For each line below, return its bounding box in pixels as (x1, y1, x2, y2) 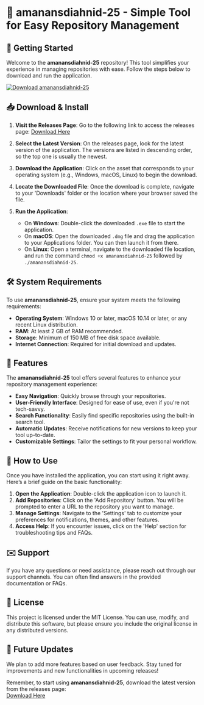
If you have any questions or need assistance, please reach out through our (6, 567, 196, 574)
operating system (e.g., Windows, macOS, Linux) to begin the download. (15, 171, 197, 178)
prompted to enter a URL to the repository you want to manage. (15, 503, 175, 510)
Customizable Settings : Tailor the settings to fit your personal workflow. (15, 438, 197, 445)
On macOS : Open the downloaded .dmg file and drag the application (24, 232, 195, 240)
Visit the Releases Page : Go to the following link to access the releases (15, 121, 195, 129)
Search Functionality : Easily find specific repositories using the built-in (15, 412, 195, 419)
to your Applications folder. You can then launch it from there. (24, 239, 179, 246)
